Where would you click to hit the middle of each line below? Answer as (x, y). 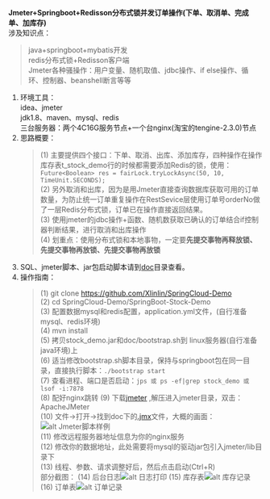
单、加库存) (27, 23)
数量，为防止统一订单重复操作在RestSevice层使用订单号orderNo (147, 199)
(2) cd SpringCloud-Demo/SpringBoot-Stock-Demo (125, 302)
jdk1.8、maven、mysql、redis (69, 117)
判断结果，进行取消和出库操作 (97, 230)
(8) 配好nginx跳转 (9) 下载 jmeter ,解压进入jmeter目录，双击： (141, 398)
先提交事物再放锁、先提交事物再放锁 (100, 250)
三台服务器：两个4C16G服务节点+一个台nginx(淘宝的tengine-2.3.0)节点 (138, 128)
